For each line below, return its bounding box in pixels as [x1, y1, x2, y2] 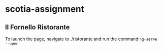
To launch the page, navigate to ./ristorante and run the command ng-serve [5, 36, 158, 42]
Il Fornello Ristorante [5, 23, 70, 31]
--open [5, 41, 19, 46]
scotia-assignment [5, 3, 85, 15]
